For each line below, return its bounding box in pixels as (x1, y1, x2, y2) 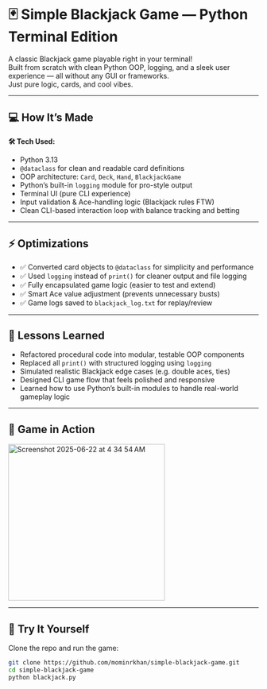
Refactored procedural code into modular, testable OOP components (19, 350, 245, 359)
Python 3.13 (19, 155, 58, 165)
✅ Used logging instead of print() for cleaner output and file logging (19, 271, 247, 281)
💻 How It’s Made (8, 111, 94, 125)
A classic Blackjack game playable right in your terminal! (8, 54, 193, 64)
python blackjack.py (8, 673, 77, 681)
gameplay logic (19, 392, 70, 401)
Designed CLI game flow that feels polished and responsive (19, 375, 215, 385)
